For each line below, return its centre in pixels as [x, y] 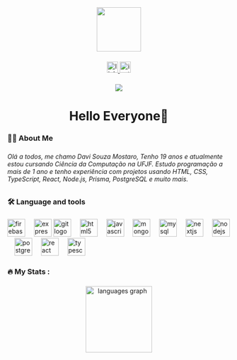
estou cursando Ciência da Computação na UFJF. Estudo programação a [115, 164]
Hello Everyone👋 [119, 116]
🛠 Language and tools [47, 202]
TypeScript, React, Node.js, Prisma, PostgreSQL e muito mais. [98, 179]
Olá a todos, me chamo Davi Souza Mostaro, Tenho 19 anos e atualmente [115, 156]
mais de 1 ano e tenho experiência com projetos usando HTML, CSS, [108, 171]
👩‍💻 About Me [30, 138]
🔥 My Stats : [29, 272]
